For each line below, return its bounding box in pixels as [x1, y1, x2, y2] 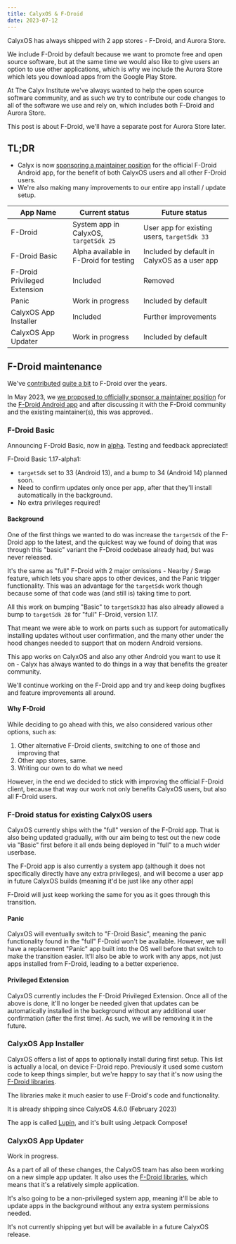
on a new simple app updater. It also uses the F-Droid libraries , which [7, 1173, 209, 1181]
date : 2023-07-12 [7, 17, 58, 24]
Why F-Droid [7, 705, 46, 713]
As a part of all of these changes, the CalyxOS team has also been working [7, 1166, 225, 1174]
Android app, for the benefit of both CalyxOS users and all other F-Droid [17, 168, 227, 177]
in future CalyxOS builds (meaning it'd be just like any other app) [7, 877, 195, 886]
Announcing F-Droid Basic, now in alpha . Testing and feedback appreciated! [7, 441, 228, 450]
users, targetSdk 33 [143, 232, 209, 241]
